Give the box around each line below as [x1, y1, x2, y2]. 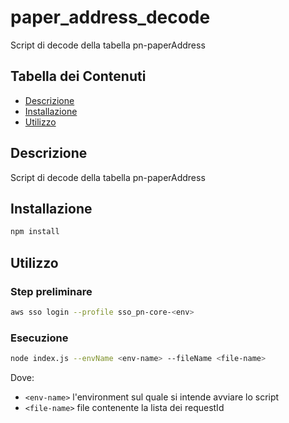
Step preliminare [10, 284, 93, 298]
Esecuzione [10, 331, 69, 345]
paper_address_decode [10, 6, 211, 29]
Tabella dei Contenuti [10, 68, 147, 85]
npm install [10, 227, 60, 237]
